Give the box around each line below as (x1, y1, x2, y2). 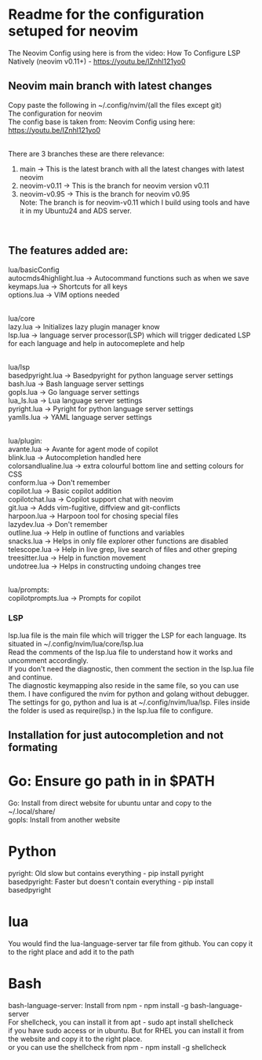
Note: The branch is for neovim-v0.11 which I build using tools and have (19, 197, 250, 207)
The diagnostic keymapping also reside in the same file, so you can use (8, 680, 239, 690)
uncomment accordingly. (8, 655, 89, 665)
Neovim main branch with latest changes (8, 79, 213, 93)
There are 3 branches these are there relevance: (8, 149, 165, 158)
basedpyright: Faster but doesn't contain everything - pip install (8, 877, 214, 886)
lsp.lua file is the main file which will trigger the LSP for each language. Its (8, 631, 247, 640)
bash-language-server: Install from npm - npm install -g (8, 1001, 189, 1010)
